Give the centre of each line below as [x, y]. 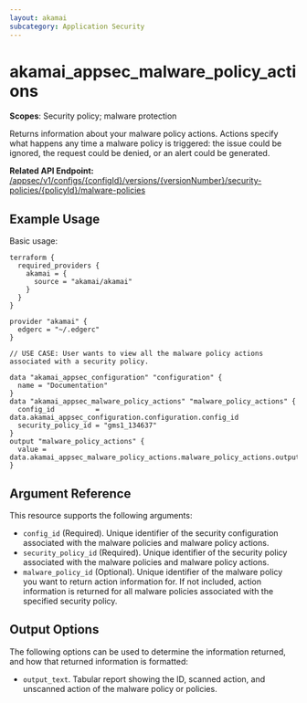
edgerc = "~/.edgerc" [59, 330]
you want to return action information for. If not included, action [142, 582]
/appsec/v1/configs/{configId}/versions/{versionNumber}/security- [136, 181]
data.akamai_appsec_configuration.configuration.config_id [124, 418]
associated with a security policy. [79, 362]
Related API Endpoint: [52, 171]
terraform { [32, 258]
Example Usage [55, 219]
